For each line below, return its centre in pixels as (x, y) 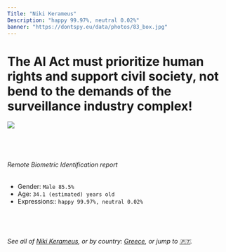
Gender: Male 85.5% (46, 186)
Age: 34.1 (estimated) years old (66, 194)
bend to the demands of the (89, 91)
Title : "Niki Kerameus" (42, 14)
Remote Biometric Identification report (62, 164)
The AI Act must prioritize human (106, 61)
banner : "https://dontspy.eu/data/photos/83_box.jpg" (88, 27)
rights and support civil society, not (113, 76)
